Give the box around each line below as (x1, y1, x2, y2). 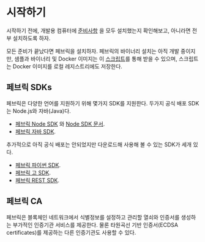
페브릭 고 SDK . (15, 169, 51, 176)
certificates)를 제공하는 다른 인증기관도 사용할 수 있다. (6, 229, 136, 236)
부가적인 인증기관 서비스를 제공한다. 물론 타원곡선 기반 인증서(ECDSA (12, 221, 179, 229)
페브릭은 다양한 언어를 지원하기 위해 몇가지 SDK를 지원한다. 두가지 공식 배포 (6, 99, 187, 107)
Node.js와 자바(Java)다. (12, 107, 72, 115)
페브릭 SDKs (6, 82, 52, 93)
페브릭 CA (6, 196, 43, 207)
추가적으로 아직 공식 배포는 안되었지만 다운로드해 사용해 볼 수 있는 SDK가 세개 (6, 141, 192, 148)
